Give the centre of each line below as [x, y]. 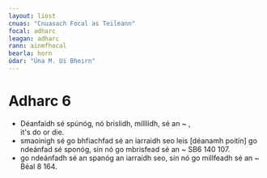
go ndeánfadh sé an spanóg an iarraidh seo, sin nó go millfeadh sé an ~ [140, 158]
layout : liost [32, 16]
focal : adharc [32, 31]
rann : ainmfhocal [38, 46]
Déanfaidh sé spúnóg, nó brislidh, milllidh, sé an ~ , [106, 123]
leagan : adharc [34, 38]
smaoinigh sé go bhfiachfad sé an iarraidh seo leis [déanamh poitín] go [138, 140]
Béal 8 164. [39, 166]
